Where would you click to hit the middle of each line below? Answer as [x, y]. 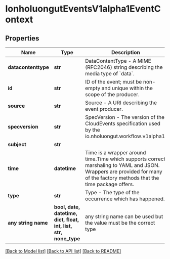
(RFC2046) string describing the [124, 67]
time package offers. [110, 184]
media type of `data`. [110, 74]
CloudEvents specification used [123, 123]
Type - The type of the [113, 192]
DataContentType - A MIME [118, 61]
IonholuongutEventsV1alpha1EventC [83, 9]
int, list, [63, 226]
